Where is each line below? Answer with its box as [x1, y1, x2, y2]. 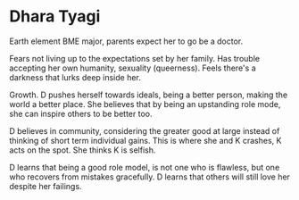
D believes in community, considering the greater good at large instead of [9, 125, 280, 136]
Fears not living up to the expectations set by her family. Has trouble [9, 53, 261, 63]
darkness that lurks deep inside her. [9, 71, 141, 82]
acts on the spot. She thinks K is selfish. [9, 145, 156, 155]
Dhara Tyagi [9, 6, 101, 27]
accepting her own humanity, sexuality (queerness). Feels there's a [9, 62, 256, 73]
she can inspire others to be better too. [9, 108, 153, 119]
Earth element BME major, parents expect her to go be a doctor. [9, 36, 244, 46]
